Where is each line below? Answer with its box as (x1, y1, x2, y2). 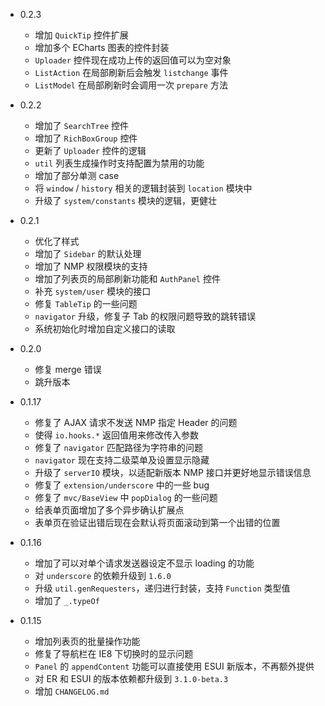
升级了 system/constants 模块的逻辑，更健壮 (34, 195, 218, 206)
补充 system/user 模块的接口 (34, 285, 152, 297)
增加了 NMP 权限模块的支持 (34, 260, 148, 272)
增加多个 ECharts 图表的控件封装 (34, 42, 170, 53)
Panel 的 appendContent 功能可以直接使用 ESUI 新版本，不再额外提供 (34, 660, 315, 672)
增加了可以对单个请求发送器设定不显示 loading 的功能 (34, 557, 255, 569)
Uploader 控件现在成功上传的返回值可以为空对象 (34, 54, 232, 66)
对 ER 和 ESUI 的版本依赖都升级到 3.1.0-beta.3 (34, 673, 229, 684)
